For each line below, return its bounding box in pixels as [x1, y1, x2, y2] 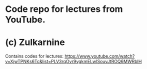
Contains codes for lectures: [5, 53, 64, 59]
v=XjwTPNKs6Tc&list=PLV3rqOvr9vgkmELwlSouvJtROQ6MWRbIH [5, 59, 142, 65]
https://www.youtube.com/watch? [64, 53, 135, 59]
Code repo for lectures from [5, 3, 123, 15]
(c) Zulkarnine [5, 37, 65, 48]
